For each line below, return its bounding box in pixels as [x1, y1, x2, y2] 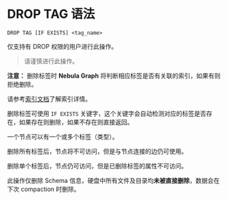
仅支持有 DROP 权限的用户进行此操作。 [7, 42, 118, 50]
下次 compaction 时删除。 [7, 185, 80, 193]
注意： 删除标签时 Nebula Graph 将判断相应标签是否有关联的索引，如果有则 [7, 71, 221, 80]
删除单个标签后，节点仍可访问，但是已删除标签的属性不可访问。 [7, 162, 187, 170]
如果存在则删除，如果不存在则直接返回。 [19, 118, 134, 126]
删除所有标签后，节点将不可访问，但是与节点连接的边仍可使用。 [7, 147, 187, 155]
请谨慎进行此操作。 [23, 56, 79, 65]
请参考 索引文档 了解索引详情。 [7, 94, 91, 103]
